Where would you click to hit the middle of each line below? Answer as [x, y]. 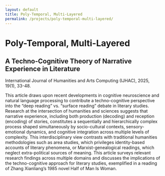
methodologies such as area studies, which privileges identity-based [75, 143]
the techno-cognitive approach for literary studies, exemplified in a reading [81, 163]
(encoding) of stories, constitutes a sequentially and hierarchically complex [81, 121]
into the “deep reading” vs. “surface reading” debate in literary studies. [77, 106]
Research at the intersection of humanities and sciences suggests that [76, 111]
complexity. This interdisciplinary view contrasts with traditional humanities [81, 137]
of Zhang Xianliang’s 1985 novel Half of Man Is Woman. [61, 169]
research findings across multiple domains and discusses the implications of [83, 158]
